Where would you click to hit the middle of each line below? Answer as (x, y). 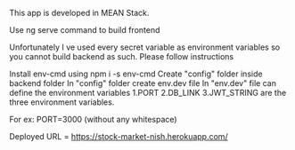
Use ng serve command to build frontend (85, 30)
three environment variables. (62, 102)
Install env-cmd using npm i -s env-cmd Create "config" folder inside (136, 74)
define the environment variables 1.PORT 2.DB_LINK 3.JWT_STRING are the (148, 93)
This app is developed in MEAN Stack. (79, 13)
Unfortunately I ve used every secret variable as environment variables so (145, 47)
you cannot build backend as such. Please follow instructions (122, 56)
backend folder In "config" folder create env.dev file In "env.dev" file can (143, 83)
